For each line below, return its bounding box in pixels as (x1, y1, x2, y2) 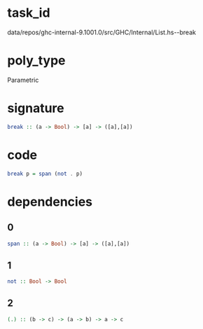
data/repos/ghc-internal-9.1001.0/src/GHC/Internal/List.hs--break (7, 28, 196, 36)
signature (7, 100, 64, 116)
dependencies (7, 194, 93, 209)
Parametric (7, 76, 39, 84)
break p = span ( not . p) (7, 170, 83, 177)
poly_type (7, 52, 66, 69)
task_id (7, 5, 50, 21)
